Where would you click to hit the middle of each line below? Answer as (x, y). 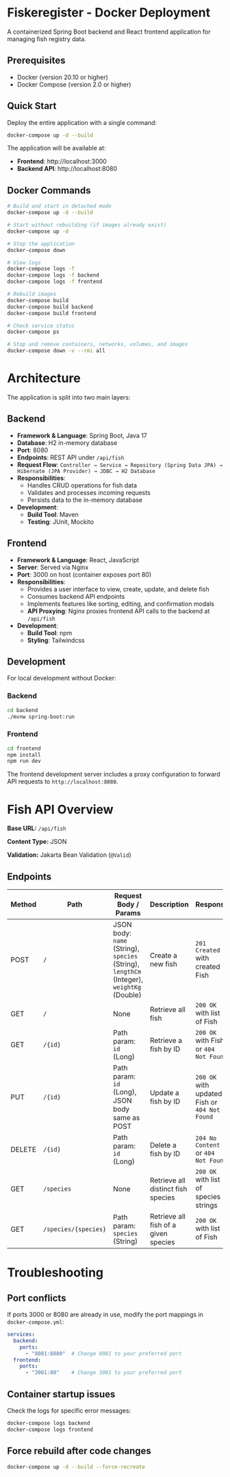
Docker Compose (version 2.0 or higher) (74, 84)
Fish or (206, 1102)
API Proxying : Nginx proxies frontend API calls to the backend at (118, 611)
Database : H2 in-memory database (67, 443)
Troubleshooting (55, 1273)
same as (126, 1118)
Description (169, 904)
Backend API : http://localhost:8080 (67, 169)
